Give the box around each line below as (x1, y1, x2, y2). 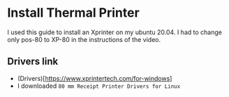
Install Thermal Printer (7, 5, 140, 21)
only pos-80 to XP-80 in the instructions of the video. (7, 35, 161, 43)
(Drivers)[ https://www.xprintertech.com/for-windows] (17, 74, 172, 82)
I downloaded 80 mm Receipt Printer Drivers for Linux (17, 82, 181, 90)
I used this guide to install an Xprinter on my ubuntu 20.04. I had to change (7, 28, 222, 36)
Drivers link (7, 56, 59, 68)
